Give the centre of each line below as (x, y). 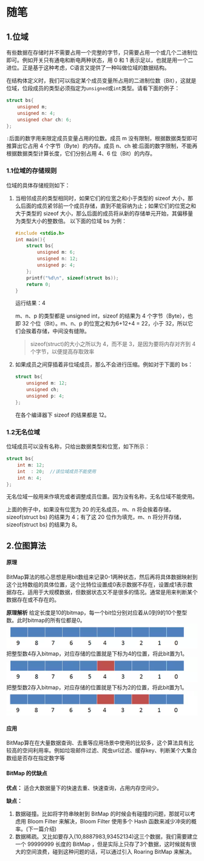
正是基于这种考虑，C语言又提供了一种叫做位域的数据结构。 (96, 68)
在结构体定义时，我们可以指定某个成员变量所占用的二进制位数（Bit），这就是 (101, 80)
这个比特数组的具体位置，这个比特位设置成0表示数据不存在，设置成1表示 (97, 585)
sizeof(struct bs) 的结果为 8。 (43, 525)
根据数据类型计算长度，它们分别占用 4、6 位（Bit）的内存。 (81, 154)
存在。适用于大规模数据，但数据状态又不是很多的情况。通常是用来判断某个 (104, 592)
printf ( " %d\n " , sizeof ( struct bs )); (73, 278)
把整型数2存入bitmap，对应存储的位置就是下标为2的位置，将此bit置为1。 (97, 687)
